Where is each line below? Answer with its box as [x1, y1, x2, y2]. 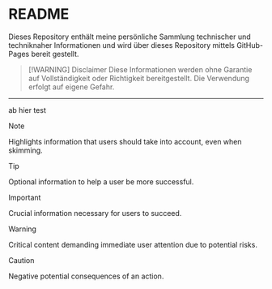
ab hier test [8, 105, 46, 114]
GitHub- [236, 40, 264, 50]
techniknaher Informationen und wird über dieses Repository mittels [8, 40, 235, 50]
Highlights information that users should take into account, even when [8, 136, 242, 146]
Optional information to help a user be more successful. [8, 176, 194, 187]
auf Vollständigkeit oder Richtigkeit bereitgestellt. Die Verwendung [28, 73, 249, 83]
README [8, 5, 70, 24]
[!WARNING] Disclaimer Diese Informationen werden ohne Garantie [28, 64, 253, 74]
